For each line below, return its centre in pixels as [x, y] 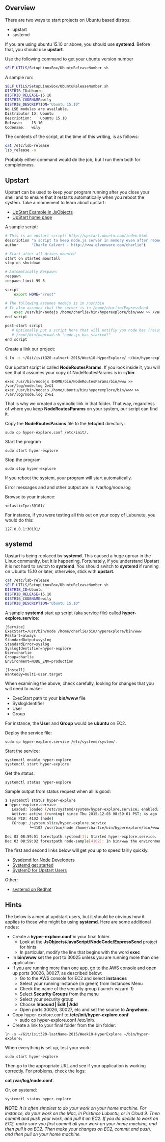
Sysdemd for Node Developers [43, 860]
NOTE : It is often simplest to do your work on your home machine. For [76, 1108]
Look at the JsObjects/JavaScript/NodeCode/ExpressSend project [88, 942]
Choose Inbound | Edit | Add [49, 1005]
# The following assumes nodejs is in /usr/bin [55, 303]
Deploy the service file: [28, 733]
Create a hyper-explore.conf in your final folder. [61, 937]
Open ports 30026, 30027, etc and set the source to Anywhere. [84, 1010]
